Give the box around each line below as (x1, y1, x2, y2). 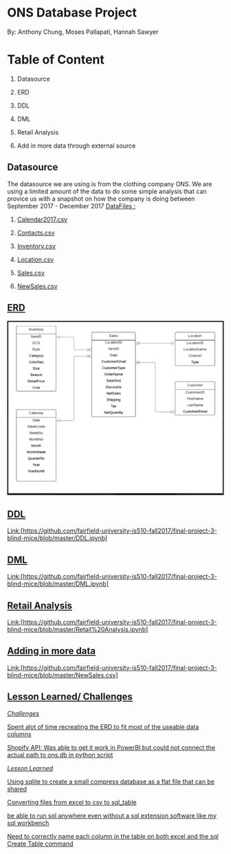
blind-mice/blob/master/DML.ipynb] (7, 579, 109, 588)
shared (7, 784, 27, 793)
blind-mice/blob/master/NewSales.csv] (7, 671, 118, 679)
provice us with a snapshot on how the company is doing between (7, 195, 195, 203)
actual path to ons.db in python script (7, 751, 113, 759)
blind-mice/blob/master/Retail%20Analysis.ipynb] (7, 626, 148, 634)
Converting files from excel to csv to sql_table (7, 798, 137, 806)
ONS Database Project (7, 5, 137, 21)
